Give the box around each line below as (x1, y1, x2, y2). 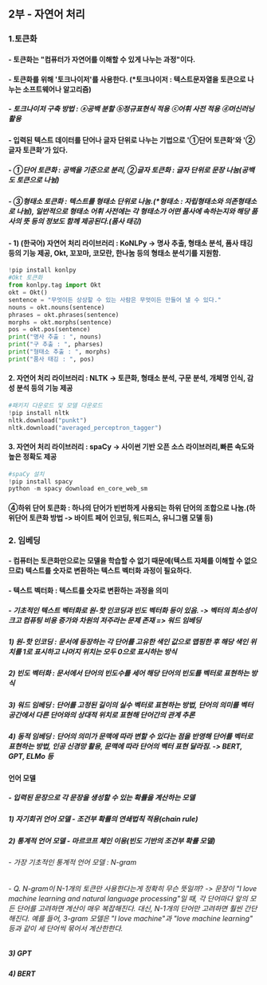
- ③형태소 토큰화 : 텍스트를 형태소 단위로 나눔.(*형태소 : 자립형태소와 (8, 197, 223, 206)
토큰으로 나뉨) (16, 175, 60, 185)
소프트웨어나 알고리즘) (22, 84, 92, 94)
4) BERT (8, 968, 36, 978)
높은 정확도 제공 (8, 452, 57, 462)
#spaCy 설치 (8, 470, 45, 478)
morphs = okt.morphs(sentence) (8, 318, 112, 326)
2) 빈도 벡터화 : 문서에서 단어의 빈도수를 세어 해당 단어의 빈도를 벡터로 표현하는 (8, 668, 249, 678)
